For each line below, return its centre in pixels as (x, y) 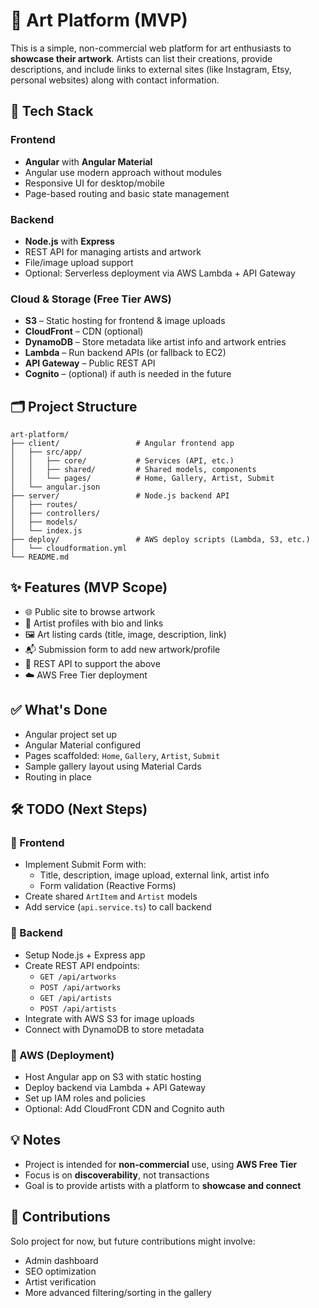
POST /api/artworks (80, 987)
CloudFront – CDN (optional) (84, 331)
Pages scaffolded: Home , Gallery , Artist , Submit (122, 755)
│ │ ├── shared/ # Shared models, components (133, 470)
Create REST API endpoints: (82, 965)
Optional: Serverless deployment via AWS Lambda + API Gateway (160, 273)
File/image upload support (79, 262)
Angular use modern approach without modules (123, 172)
